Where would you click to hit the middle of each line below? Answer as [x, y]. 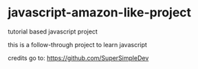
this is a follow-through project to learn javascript [77, 44]
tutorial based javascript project [53, 31]
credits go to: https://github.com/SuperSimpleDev [78, 58]
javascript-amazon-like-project [100, 13]
